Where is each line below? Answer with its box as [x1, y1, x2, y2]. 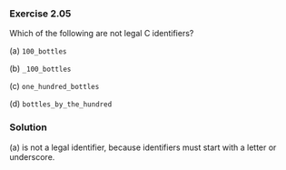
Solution [9, 121, 48, 134]
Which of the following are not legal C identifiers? [9, 28, 194, 39]
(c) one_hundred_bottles [9, 81, 100, 92]
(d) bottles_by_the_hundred [9, 98, 113, 109]
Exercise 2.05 [9, 7, 72, 20]
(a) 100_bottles [9, 45, 67, 56]
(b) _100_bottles [9, 63, 72, 75]
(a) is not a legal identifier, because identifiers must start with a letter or [9, 142, 277, 153]
